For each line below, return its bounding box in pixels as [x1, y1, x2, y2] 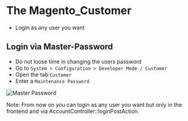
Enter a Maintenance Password [15, 77, 90, 84]
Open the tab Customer [15, 71, 72, 78]
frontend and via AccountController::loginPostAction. [6, 108, 139, 115]
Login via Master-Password [6, 42, 114, 52]
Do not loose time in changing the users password [15, 57, 142, 65]
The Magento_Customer [6, 4, 132, 18]
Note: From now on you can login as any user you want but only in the [6, 101, 182, 108]
